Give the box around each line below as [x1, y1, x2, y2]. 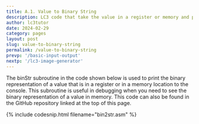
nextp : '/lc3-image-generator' [6, 58, 84, 64]
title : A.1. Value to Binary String [6, 8, 97, 15]
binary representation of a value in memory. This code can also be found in [6, 93, 190, 100]
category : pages [6, 31, 46, 37]
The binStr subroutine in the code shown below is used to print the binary [6, 74, 185, 81]
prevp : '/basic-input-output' [6, 53, 81, 58]
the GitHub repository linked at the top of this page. [6, 99, 131, 106]
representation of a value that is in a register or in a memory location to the [6, 80, 188, 87]
